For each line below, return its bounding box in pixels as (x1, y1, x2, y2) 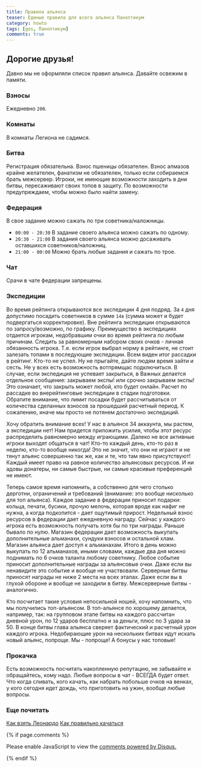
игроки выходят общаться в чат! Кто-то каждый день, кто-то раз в (6, 439, 178, 447)
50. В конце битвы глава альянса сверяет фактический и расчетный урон (6, 623, 197, 630)
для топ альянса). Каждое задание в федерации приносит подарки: (6, 496, 181, 503)
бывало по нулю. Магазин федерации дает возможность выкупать (6, 528, 178, 536)
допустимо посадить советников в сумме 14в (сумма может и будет (6, 312, 184, 319)
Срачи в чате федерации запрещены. (6, 277, 103, 284)
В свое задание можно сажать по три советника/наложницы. (6, 217, 165, 224)
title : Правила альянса (6, 8, 66, 15)
